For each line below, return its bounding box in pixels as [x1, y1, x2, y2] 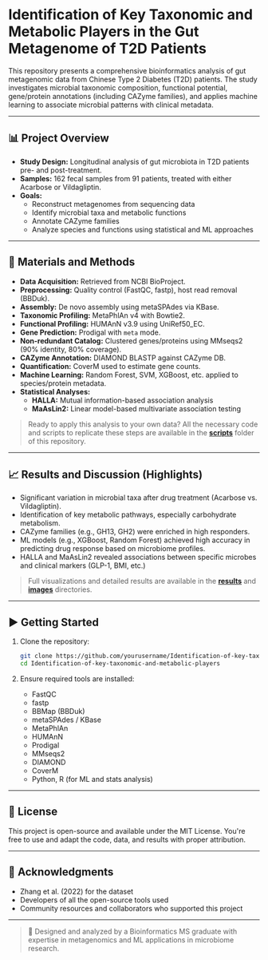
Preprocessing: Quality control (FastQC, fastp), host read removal [19, 285, 238, 295]
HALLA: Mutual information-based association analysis [31, 395, 214, 405]
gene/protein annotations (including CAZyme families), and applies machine [8, 91, 258, 101]
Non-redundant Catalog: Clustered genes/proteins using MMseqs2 [19, 335, 243, 345]
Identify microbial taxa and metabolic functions [31, 208, 187, 217]
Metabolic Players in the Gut [8, 22, 199, 41]
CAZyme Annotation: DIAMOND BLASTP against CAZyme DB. [19, 353, 226, 363]
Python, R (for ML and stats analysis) [31, 774, 153, 783]
